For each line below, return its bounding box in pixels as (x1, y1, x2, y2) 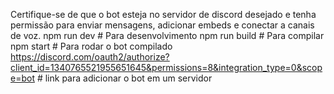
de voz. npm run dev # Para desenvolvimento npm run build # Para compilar (10, 30, 325, 41)
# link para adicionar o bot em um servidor (36, 72, 213, 84)
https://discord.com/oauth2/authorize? (10, 51, 170, 63)
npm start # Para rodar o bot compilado (10, 40, 173, 52)
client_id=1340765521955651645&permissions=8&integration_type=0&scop (10, 62, 323, 73)
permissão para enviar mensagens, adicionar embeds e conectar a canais (10, 19, 315, 31)
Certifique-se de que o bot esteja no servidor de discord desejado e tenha (10, 9, 317, 20)
